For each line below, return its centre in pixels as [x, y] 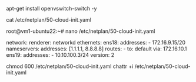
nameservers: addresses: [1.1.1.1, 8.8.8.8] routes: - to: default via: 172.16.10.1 [97, 49]
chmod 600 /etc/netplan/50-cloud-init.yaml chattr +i [70, 66]
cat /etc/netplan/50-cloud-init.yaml [49, 20]
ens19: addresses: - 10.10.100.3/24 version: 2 [60, 55]
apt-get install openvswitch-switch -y [52, 8]
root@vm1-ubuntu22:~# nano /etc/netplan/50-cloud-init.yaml [81, 31]
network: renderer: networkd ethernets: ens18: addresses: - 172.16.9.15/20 [96, 42]
